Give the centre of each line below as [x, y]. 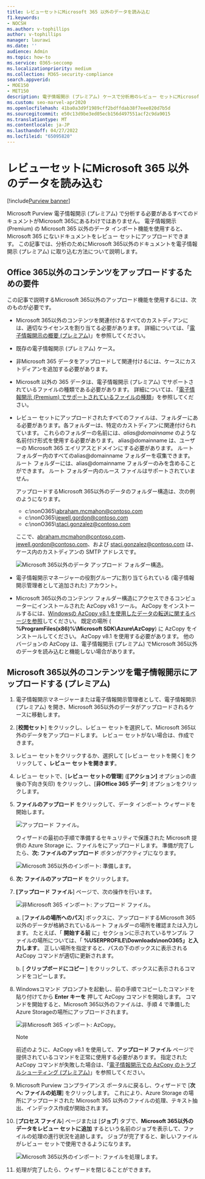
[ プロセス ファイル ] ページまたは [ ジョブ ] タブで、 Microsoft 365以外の [105, 1121]
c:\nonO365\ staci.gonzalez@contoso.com [78, 524]
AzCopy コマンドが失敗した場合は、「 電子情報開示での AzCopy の [98, 1065]
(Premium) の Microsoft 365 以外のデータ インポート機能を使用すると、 [96, 228]
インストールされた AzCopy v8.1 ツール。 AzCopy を [103, 605]
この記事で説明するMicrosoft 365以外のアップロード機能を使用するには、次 [102, 299]
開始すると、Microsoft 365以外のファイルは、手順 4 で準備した [111, 1004]
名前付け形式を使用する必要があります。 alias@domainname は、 [97, 440]
